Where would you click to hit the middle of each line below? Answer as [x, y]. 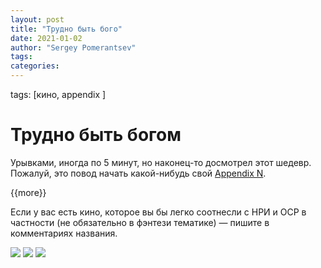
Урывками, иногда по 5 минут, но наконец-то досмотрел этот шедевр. [161, 162]
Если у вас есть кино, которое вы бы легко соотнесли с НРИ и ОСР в [158, 212]
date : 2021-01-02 [46, 38]
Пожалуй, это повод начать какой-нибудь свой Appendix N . [138, 173]
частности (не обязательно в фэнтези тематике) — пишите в [140, 222]
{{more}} [28, 192]
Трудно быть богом [96, 135]
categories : [35, 66]
